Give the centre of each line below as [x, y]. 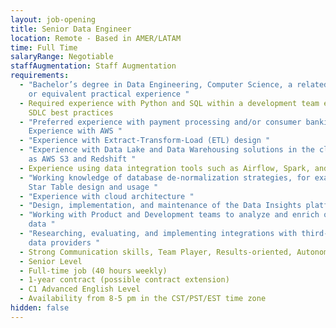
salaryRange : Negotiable [62, 57]
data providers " [64, 242]
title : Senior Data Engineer [71, 29]
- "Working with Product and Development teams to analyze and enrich [169, 215]
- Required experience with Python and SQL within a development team [169, 103]
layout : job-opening [53, 19]
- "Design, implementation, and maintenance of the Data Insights [160, 206]
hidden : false [40, 308]
